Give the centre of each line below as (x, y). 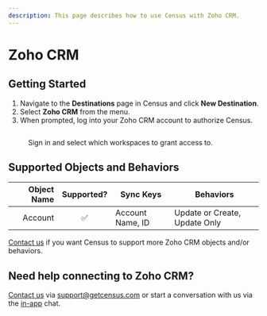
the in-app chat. (35, 303)
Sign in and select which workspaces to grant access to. (120, 142)
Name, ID (132, 223)
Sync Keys (141, 195)
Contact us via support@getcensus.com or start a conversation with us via (130, 295)
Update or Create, (207, 213)
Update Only (198, 223)
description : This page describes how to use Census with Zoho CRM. (124, 15)
